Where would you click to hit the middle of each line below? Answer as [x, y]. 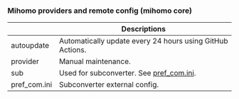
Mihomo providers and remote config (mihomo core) [100, 11]
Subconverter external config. [109, 85]
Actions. [73, 50]
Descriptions [143, 29]
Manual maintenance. [95, 61]
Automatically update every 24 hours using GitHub [144, 41]
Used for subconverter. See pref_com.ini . [128, 73]
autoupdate [30, 46]
